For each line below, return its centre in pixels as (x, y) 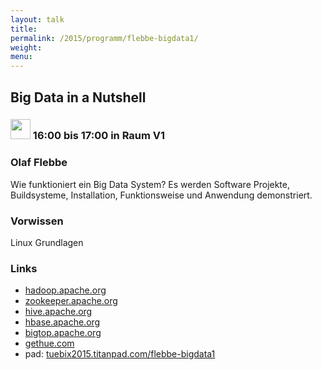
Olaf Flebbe (39, 163)
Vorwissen (37, 221)
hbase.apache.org (62, 322)
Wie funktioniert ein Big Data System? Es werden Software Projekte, (150, 184)
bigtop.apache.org (63, 333)
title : (24, 29)
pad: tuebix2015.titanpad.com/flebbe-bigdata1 (120, 354)
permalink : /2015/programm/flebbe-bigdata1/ (104, 38)
